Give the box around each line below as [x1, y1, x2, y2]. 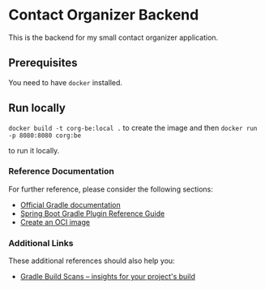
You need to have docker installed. [8, 77, 123, 87]
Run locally [8, 101, 66, 115]
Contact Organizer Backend [8, 6, 199, 24]
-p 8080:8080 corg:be [8, 132, 82, 140]
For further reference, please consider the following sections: [8, 184, 213, 194]
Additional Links [8, 237, 74, 248]
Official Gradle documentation [19, 200, 122, 209]
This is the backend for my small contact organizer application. [8, 32, 219, 42]
